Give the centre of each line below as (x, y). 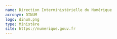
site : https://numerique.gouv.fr (41, 29)
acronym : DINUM (21, 15)
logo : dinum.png (22, 19)
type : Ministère (22, 24)
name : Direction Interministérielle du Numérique (59, 10)
